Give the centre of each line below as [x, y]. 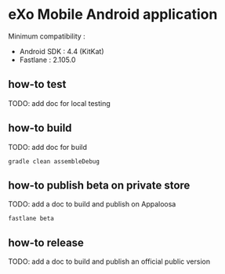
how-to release [46, 242]
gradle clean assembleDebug [54, 161]
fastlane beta [31, 219]
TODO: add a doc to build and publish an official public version [109, 261]
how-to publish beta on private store [99, 185]
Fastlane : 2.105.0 [47, 60]
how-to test [37, 84]
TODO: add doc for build [48, 147]
